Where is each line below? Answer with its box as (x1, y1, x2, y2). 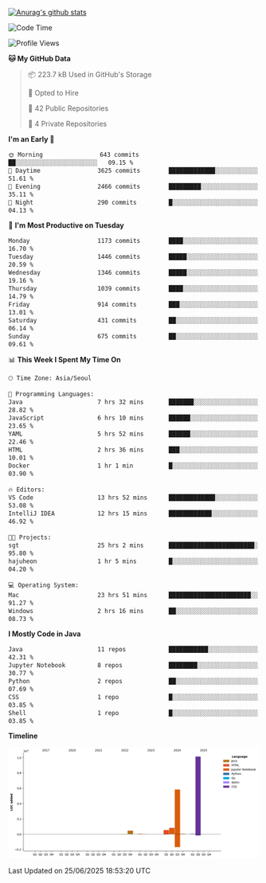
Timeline (8, 731, 38, 740)
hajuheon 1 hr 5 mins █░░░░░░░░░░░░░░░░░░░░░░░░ (8, 557, 259, 565)
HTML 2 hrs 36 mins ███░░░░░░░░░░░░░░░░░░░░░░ (8, 446, 259, 454)
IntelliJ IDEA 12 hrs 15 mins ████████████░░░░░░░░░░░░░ (8, 510, 259, 518)
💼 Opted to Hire (27, 88, 80, 97)
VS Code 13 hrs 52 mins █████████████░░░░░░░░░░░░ (8, 494, 259, 502)
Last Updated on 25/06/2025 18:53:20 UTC (8, 866, 151, 876)
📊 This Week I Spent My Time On (8, 355, 121, 364)
